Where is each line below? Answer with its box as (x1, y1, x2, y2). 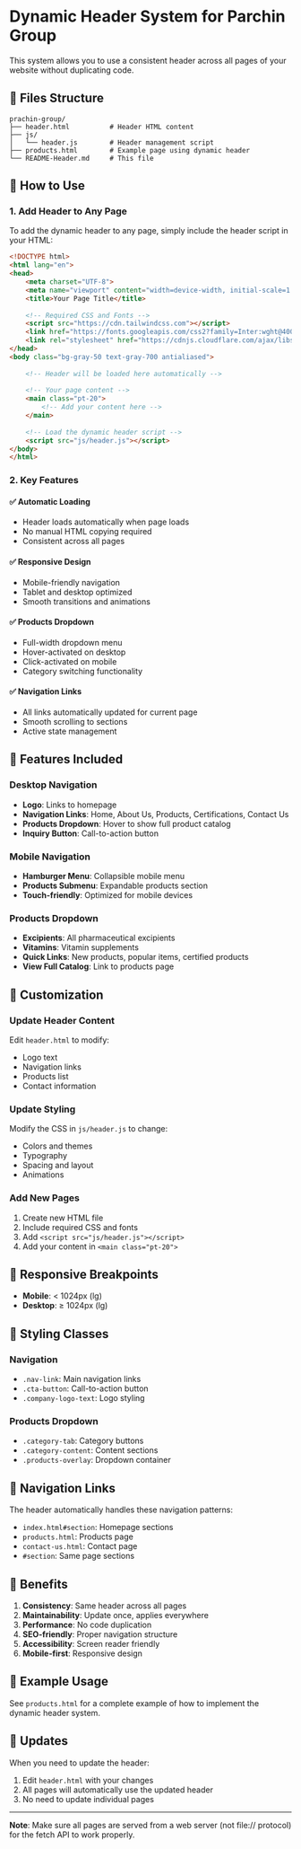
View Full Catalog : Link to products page (21, 961, 175, 972)
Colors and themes (21, 1140, 93, 1151)
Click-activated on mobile (21, 656, 117, 666)
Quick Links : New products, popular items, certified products (21, 952, 249, 963)
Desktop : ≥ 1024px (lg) (21, 1300, 108, 1311)
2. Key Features (9, 474, 79, 487)
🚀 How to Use (9, 178, 85, 194)
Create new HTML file (21, 1212, 104, 1223)
